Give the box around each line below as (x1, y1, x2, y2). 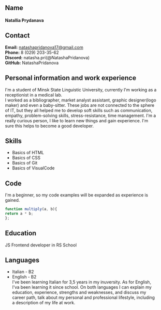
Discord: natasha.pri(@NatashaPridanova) (5, 54, 90, 60)
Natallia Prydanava (5, 17, 44, 23)
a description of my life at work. (12, 300, 75, 306)
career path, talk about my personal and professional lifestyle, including (12, 294, 155, 300)
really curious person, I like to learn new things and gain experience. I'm (5, 117, 148, 123)
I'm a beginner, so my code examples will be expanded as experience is (5, 192, 148, 198)
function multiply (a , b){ (5, 207, 57, 212)
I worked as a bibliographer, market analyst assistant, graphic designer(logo (5, 97, 156, 103)
